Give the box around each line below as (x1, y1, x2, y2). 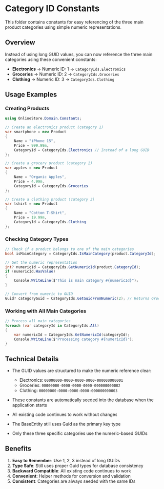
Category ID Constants (5, 3, 100, 14)
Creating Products (5, 105, 50, 112)
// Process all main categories (5, 319, 71, 324)
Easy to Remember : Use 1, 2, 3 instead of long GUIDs (12, 457, 121, 463)
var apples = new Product (5, 165, 58, 171)
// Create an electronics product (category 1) (5, 125, 104, 130)
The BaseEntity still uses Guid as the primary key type (12, 421, 121, 427)
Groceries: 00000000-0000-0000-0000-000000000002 (19, 382, 121, 388)
